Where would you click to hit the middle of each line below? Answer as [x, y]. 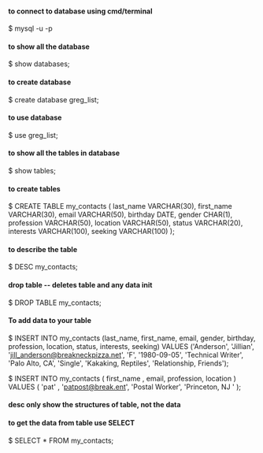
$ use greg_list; [33, 135]
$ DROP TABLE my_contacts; [55, 303]
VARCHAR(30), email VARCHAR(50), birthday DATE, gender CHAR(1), [120, 215]
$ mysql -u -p [30, 28]
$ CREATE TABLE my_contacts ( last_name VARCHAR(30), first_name [120, 206]
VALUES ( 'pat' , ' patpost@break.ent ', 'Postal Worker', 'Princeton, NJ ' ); [125, 387]
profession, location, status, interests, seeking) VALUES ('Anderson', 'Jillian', [131, 346]
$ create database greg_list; [54, 99]
